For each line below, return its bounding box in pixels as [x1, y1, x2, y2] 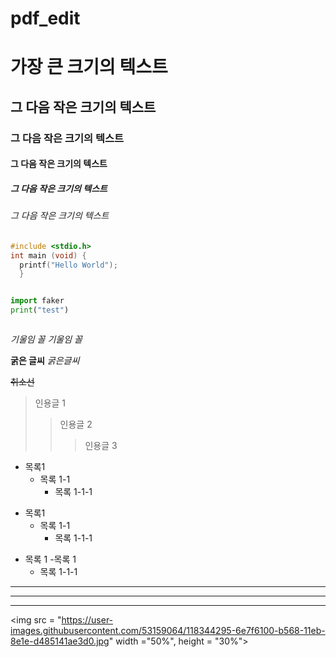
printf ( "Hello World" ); [19, 260, 118, 270]
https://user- [61, 614, 114, 626]
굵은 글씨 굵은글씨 [10, 355, 80, 367]
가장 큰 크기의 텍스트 [10, 56, 168, 79]
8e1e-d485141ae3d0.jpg [10, 635, 110, 647]
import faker [10, 296, 65, 306]
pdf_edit [10, 7, 81, 30]
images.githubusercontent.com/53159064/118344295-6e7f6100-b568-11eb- [10, 625, 326, 637]
